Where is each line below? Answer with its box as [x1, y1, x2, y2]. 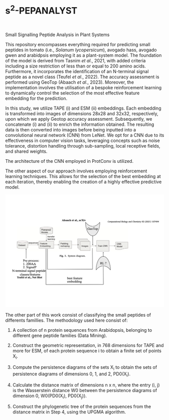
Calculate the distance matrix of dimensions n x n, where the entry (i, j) [12, 381, 160, 388]
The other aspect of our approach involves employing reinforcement [5, 168, 147, 174]
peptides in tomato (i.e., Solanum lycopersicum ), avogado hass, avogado [5, 47, 157, 53]
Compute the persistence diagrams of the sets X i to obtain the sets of [12, 364, 157, 371]
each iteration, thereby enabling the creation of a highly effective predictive [5, 179, 162, 185]
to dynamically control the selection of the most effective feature [5, 90, 140, 96]
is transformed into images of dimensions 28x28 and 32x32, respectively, [5, 111, 159, 117]
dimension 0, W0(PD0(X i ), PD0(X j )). [12, 393, 87, 400]
